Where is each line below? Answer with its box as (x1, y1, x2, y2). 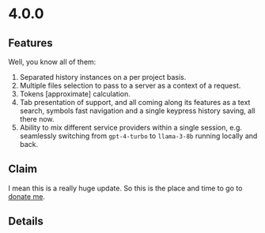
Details (8, 215, 44, 228)
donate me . (8, 191, 46, 201)
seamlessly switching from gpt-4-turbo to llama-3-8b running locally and (19, 131, 258, 141)
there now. (19, 115, 55, 123)
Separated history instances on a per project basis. (19, 73, 187, 81)
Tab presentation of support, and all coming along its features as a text (19, 98, 251, 107)
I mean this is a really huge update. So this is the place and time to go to (8, 183, 243, 193)
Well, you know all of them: (8, 57, 97, 66)
